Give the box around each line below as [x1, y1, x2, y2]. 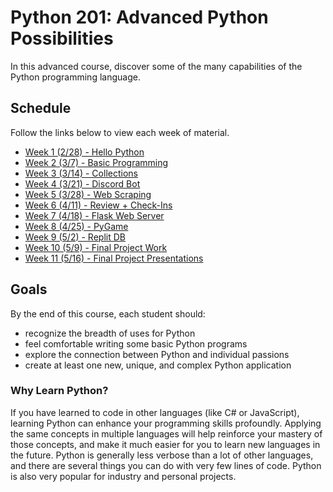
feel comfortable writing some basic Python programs [24, 337, 248, 350]
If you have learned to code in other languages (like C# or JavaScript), [10, 406, 300, 418]
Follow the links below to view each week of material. [10, 126, 230, 138]
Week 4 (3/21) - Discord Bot [24, 177, 141, 190]
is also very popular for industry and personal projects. [10, 470, 237, 482]
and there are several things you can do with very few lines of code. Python [10, 459, 322, 471]
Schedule [10, 100, 72, 117]
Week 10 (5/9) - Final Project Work [24, 241, 168, 253]
